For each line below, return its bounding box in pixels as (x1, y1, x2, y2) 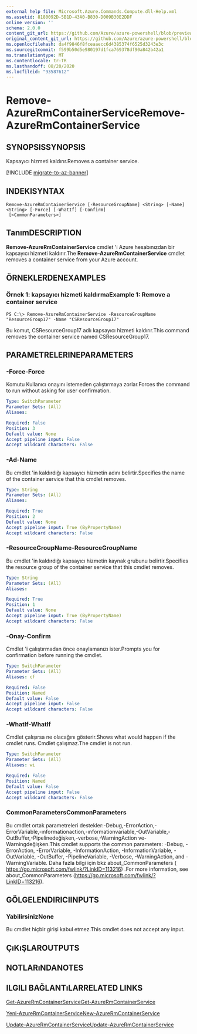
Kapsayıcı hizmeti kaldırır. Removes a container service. (6, 158, 140, 165)
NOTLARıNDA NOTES (6, 963, 84, 973)
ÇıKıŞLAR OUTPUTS (6, 943, 80, 953)
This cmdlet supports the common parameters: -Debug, (49, 840, 185, 847)
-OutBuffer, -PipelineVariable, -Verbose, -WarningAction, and (37, 853, 185, 860)
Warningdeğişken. (6, 840, 50, 847)
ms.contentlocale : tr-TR (6, 58, 67, 63)
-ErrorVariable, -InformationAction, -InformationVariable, (36, 847, 173, 854)
